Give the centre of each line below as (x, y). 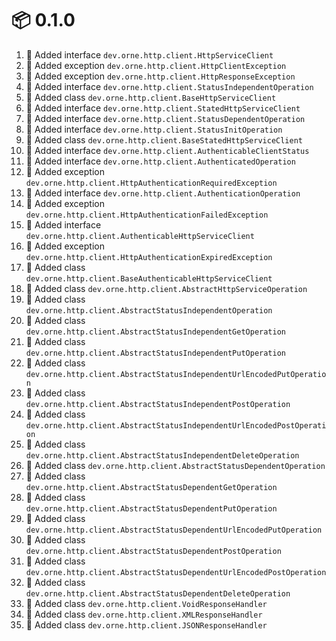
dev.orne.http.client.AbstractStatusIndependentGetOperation (156, 332)
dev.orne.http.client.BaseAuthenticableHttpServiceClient (149, 278)
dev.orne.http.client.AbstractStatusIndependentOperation (149, 310)
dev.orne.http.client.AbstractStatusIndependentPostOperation (158, 404)
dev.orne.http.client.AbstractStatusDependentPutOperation (151, 508)
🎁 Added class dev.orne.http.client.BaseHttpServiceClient (151, 97)
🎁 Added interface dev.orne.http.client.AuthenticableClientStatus (167, 150)
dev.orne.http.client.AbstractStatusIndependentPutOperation (156, 353)
